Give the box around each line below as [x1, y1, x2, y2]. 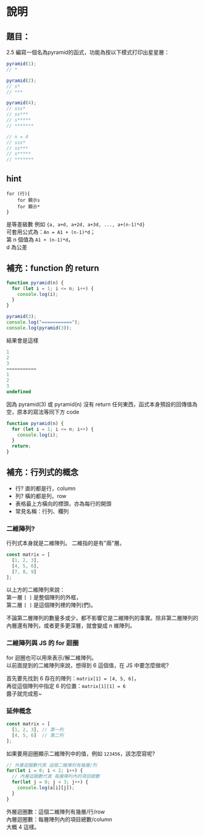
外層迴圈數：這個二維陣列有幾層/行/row [6, 808, 105, 815]
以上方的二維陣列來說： [6, 586, 65, 593]
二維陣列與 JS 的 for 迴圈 [6, 639, 79, 648]
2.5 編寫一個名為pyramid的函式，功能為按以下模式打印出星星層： [6, 49, 170, 56]
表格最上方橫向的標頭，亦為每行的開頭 [15, 500, 111, 507]
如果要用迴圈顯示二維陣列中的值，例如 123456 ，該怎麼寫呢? [6, 750, 155, 757]
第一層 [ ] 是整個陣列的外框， [6, 594, 82, 601]
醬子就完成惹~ [6, 690, 43, 697]
